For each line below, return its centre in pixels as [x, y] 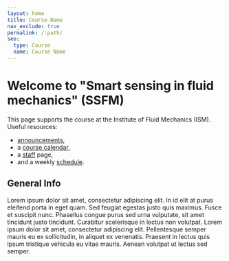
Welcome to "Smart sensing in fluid [111, 86]
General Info [34, 184]
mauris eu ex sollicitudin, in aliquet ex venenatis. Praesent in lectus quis [109, 236]
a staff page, [35, 155]
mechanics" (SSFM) [66, 101]
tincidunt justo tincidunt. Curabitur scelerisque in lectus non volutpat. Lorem [115, 222]
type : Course [32, 45]
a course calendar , [43, 147]
